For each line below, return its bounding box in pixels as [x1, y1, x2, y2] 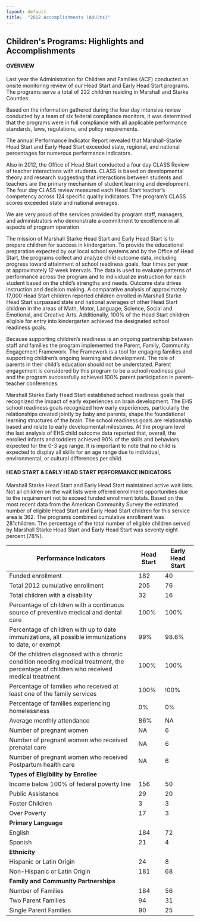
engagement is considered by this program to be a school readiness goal [6, 367, 186, 374]
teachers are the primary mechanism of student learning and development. [6, 180, 190, 188]
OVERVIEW [6, 62, 35, 69]
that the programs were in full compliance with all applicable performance [6, 119, 187, 126]
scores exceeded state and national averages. [6, 199, 119, 207]
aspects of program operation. [6, 223, 82, 230]
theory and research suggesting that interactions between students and [6, 174, 183, 181]
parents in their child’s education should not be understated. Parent [6, 361, 171, 368]
